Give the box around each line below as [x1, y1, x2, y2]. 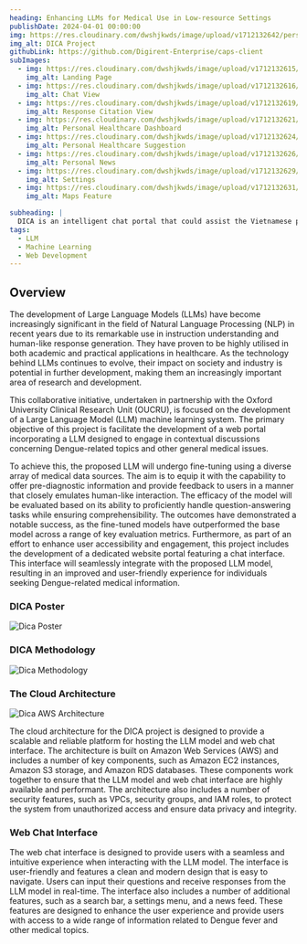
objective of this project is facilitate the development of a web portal [9, 424, 267, 435]
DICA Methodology [9, 643, 96, 656]
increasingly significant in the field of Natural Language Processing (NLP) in [9, 319, 295, 330]
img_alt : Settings [26, 175, 96, 184]
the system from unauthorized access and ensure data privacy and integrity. [9, 803, 297, 814]
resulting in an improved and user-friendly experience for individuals [9, 567, 268, 578]
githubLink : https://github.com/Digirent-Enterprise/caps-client [9, 48, 263, 57]
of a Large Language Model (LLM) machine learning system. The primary [9, 414, 285, 425]
